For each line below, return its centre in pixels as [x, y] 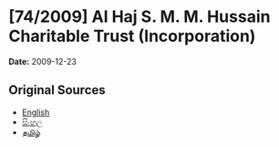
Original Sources [57, 90]
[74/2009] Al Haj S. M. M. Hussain [139, 17]
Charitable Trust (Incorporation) [132, 36]
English [36, 112]
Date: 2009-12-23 [42, 61]
